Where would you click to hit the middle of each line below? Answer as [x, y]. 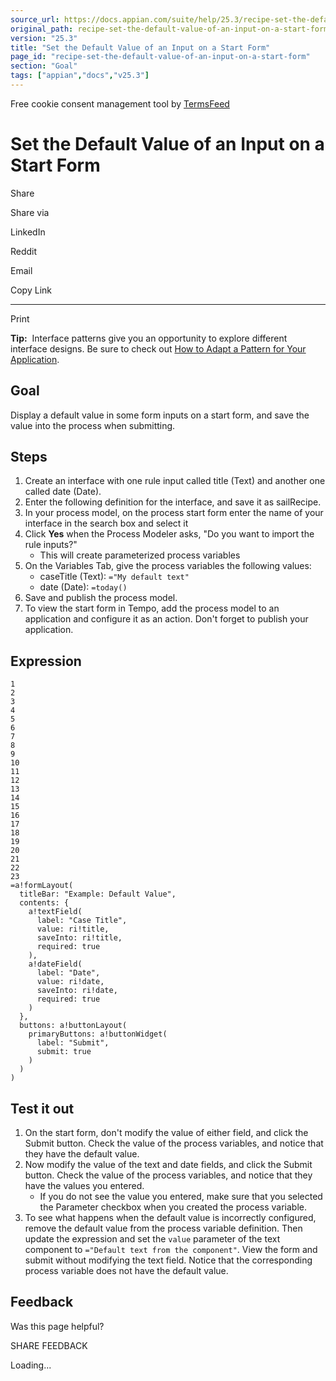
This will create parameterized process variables [140, 555]
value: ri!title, [73, 929]
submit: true [64, 1052]
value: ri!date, [70, 982]
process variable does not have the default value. [126, 1271]
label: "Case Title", [82, 921]
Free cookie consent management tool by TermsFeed [120, 103]
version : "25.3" [44, 38]
